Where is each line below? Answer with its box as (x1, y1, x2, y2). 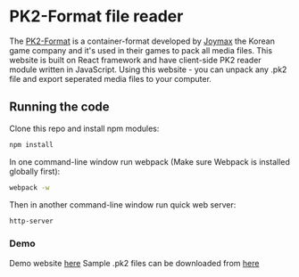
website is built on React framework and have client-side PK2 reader (9, 54, 262, 65)
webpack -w (9, 183, 50, 192)
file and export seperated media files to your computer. (9, 73, 212, 84)
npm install (9, 140, 54, 149)
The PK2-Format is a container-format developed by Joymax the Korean (9, 36, 275, 46)
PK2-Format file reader (9, 6, 184, 27)
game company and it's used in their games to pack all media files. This (9, 45, 273, 55)
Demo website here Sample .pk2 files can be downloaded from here (9, 257, 260, 268)
